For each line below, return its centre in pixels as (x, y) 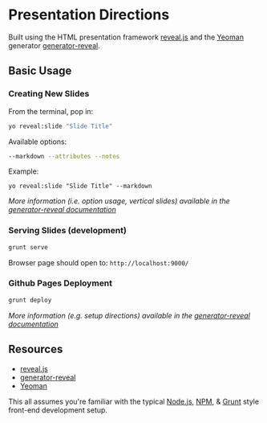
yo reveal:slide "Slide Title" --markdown (80, 187)
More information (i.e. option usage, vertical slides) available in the (119, 201)
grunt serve (28, 247)
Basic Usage (40, 71)
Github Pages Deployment (61, 283)
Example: (24, 171)
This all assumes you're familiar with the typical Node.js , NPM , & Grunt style (133, 401)
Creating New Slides (49, 94)
